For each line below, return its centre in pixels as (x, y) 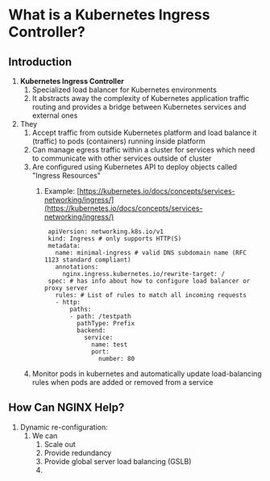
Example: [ (62, 191)
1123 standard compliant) (87, 260)
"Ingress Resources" (66, 176)
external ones (55, 115)
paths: (81, 309)
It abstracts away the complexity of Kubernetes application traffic (141, 98)
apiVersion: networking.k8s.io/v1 (106, 232)
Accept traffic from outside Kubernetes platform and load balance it (144, 132)
